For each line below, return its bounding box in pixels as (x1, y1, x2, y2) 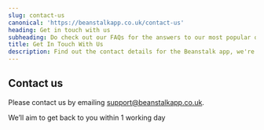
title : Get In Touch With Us (8, 41, 104, 49)
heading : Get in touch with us (8, 26, 111, 34)
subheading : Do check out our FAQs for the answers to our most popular (8, 33, 251, 42)
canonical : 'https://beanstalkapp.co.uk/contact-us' (8, 19, 185, 27)
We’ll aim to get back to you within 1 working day (8, 113, 166, 122)
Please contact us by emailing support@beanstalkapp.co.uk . (8, 97, 204, 107)
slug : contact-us (8, 11, 65, 20)
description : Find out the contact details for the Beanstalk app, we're (8, 48, 255, 56)
